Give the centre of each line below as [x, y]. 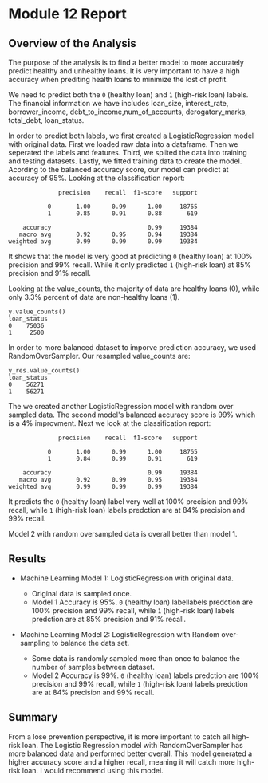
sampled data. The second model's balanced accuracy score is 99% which [132, 415]
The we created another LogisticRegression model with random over [121, 406]
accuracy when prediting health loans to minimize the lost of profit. [118, 79]
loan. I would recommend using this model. [93, 770]
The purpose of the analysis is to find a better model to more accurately [126, 62]
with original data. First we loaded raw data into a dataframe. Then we [123, 144]
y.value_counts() [37, 312]
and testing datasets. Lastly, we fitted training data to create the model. [125, 161]
